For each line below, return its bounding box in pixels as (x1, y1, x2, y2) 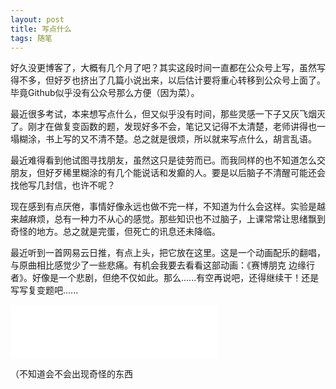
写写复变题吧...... (10, 284, 79, 296)
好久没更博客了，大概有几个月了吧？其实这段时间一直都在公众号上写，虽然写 (10, 62, 326, 74)
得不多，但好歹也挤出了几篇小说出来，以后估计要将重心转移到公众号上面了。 (10, 74, 326, 86)
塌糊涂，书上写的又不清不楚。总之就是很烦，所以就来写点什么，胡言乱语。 (10, 133, 317, 145)
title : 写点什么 (10, 24, 72, 34)
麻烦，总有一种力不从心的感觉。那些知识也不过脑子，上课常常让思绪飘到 (27, 213, 326, 225)
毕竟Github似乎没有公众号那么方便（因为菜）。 (10, 87, 200, 99)
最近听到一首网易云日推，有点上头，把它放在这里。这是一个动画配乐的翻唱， (10, 247, 326, 259)
